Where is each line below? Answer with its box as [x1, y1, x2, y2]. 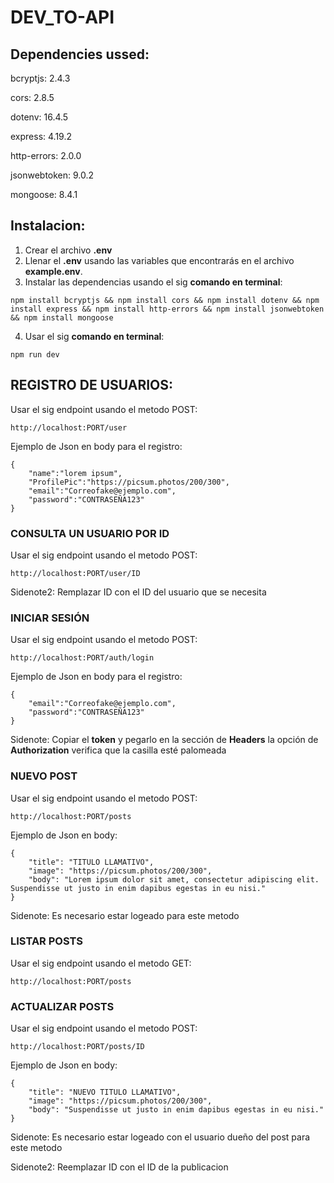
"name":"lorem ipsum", [28, 468, 123, 478]
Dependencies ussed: [10, 46, 150, 63]
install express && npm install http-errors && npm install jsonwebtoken [10, 304, 325, 314]
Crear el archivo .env [24, 244, 113, 256]
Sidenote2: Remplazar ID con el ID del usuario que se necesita [10, 586, 267, 598]
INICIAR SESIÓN [10, 611, 90, 625]
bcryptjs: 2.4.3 [10, 72, 71, 84]
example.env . [24, 265, 83, 277]
